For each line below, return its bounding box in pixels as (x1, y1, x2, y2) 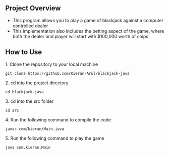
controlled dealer (12, 23, 48, 29)
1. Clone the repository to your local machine (5, 61, 98, 67)
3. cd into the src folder (5, 98, 54, 104)
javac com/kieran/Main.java (5, 126, 65, 131)
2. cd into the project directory (5, 80, 69, 86)
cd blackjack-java (5, 89, 44, 94)
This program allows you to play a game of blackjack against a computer (12, 17, 164, 23)
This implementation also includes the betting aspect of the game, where (12, 28, 164, 34)
